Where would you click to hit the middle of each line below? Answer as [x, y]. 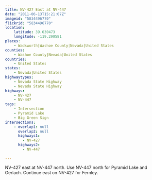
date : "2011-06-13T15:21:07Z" [36, 14]
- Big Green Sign [31, 118]
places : [13, 41]
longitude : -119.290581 [38, 37]
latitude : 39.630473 [34, 32]
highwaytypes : [19, 77]
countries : [16, 59]
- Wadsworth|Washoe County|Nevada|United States [64, 46]
